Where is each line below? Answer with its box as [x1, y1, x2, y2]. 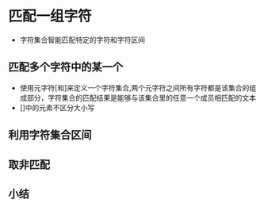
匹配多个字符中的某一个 [8, 60, 123, 74]
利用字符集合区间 [8, 128, 92, 142]
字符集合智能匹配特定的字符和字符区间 [19, 35, 145, 44]
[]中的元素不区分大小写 [19, 102, 95, 112]
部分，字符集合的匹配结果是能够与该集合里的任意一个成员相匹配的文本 [26, 93, 256, 102]
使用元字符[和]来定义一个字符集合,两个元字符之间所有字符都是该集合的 [19, 82, 250, 92]
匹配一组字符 [8, 7, 93, 25]
